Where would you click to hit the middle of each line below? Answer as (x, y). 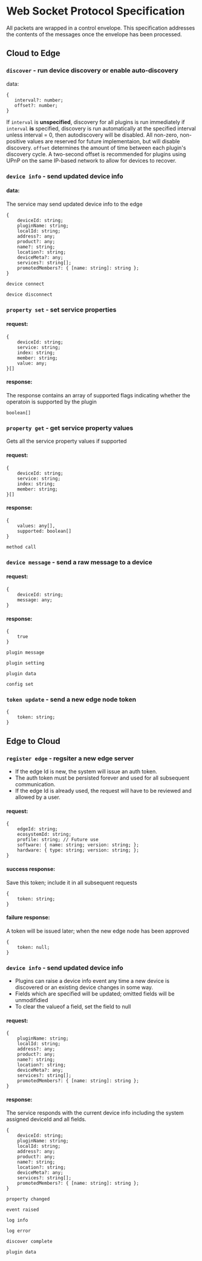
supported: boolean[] (44, 531)
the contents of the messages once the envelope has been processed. (94, 34)
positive (16, 141)
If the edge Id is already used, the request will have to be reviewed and (103, 791)
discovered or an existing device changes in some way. (84, 987)
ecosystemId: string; (44, 835)
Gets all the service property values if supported (67, 441)
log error (19, 1231)
